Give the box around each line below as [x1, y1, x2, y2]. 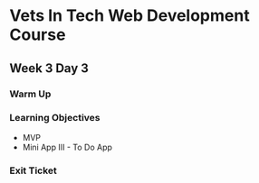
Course [9, 24, 66, 45]
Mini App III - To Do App [22, 142, 113, 152]
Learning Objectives [9, 112, 101, 124]
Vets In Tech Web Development [9, 5, 251, 26]
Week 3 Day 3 [9, 60, 89, 76]
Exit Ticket [9, 164, 57, 177]
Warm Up [9, 87, 52, 100]
